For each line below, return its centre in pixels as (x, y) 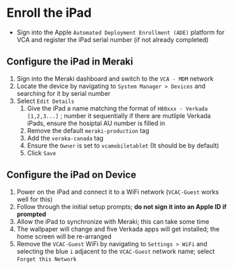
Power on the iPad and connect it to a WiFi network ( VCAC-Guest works (118, 192)
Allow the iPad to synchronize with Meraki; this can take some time (113, 221)
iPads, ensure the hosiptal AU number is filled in (96, 123)
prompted (31, 214)
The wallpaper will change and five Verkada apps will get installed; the (118, 229)
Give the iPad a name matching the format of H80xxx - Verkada (117, 108)
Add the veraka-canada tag (65, 138)
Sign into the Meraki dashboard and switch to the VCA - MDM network (115, 78)
